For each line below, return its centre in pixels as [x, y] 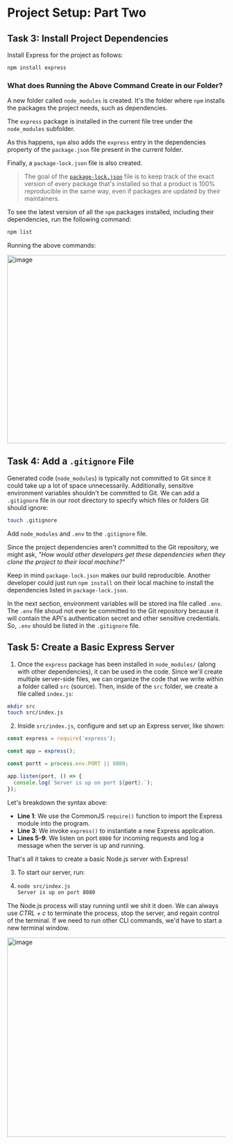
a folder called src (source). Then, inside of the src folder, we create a [118, 686]
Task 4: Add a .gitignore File [71, 462]
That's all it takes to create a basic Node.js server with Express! [98, 859]
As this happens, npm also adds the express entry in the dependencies [106, 142]
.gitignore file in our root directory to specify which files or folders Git [108, 500]
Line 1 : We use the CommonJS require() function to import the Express [120, 816]
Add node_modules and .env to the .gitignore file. [77, 533]
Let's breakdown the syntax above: [57, 802]
